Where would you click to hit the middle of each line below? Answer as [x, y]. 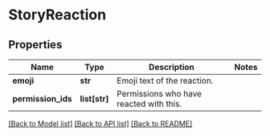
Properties [35, 45]
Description [172, 67]
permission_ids [42, 99]
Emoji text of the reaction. [165, 80]
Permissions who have [159, 94]
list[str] [94, 99]
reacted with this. [149, 104]
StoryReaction [57, 15]
